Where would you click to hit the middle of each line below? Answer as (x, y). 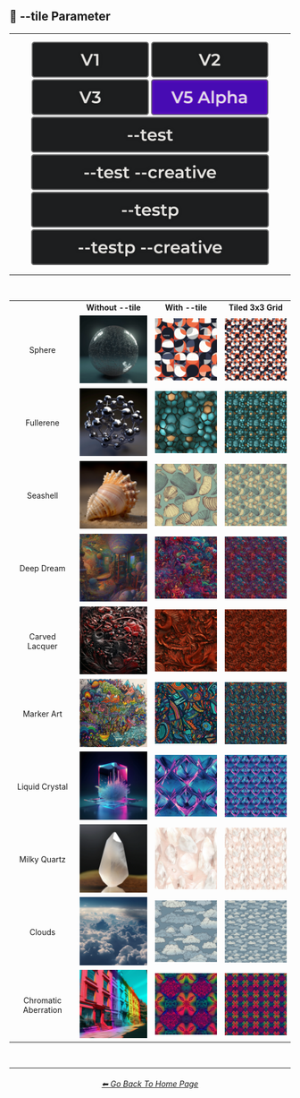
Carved (42, 636)
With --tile (186, 308)
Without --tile (113, 308)
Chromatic (43, 1000)
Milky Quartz (43, 860)
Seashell (42, 496)
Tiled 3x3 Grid (255, 308)
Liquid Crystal (42, 787)
